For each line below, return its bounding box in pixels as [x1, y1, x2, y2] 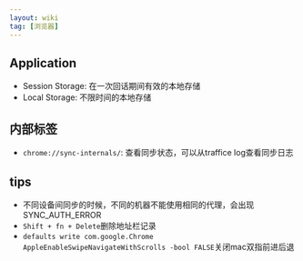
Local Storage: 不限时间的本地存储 [22, 92, 152, 103]
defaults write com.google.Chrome [22, 232, 154, 241]
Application [9, 55, 77, 71]
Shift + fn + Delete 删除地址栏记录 [22, 220, 157, 231]
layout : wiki [9, 13, 59, 23]
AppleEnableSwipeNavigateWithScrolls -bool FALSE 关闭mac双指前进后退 [22, 241, 295, 252]
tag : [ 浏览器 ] [9, 22, 59, 31]
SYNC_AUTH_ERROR [22, 209, 102, 220]
